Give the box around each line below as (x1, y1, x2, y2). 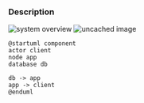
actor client (8, 47, 52, 55)
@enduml (8, 88, 34, 97)
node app (8, 54, 37, 62)
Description (8, 6, 55, 17)
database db (8, 60, 48, 69)
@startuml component (8, 40, 77, 48)
